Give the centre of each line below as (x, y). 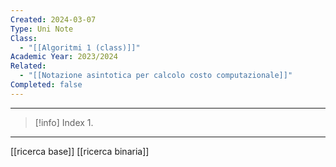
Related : (28, 66)
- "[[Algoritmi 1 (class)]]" (80, 47)
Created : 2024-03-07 (53, 19)
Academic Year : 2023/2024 (64, 57)
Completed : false (46, 85)
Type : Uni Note (42, 29)
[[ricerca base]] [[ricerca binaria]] (80, 151)
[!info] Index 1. (64, 122)
